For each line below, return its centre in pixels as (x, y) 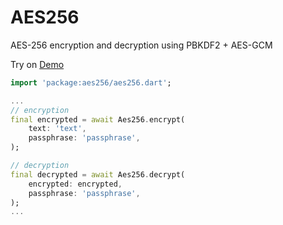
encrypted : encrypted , (75, 184)
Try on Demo (37, 64)
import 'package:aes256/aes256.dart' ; (91, 82)
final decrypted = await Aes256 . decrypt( (98, 174)
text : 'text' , (57, 129)
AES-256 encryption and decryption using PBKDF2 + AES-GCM (141, 45)
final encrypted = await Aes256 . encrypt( (98, 119)
